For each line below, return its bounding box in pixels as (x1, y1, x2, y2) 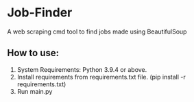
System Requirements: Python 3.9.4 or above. (16, 65, 147, 73)
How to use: (7, 47, 60, 59)
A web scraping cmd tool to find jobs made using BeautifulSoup (7, 27, 187, 36)
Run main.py (16, 87, 53, 95)
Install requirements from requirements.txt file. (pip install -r (16, 73, 186, 81)
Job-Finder (7, 5, 73, 21)
